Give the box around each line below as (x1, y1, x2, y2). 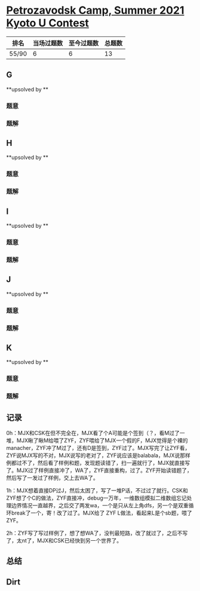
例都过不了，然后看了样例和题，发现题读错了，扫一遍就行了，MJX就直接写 (6, 460, 190, 467)
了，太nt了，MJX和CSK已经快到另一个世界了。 (6, 537, 122, 544)
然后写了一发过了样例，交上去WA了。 (6, 474, 99, 482)
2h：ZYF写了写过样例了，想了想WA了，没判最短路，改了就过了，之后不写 (6, 529, 188, 537)
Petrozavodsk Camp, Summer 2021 (6, 4, 184, 17)
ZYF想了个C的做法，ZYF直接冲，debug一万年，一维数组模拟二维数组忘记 (6, 494, 187, 502)
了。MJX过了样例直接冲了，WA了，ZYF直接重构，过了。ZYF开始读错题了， (6, 467, 192, 474)
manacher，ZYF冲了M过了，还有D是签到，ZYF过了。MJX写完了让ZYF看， (6, 445, 190, 452)
